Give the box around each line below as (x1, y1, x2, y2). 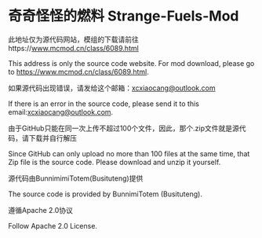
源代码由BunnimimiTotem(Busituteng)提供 (8, 174, 144, 183)
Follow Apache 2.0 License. (8, 221, 98, 230)
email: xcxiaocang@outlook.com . (8, 107, 114, 116)
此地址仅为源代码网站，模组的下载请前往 (8, 35, 139, 44)
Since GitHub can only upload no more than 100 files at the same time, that (8, 148, 250, 158)
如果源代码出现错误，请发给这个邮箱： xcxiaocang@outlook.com (8, 83, 216, 93)
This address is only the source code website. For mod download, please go (8, 58, 255, 68)
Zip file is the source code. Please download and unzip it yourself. (8, 157, 221, 167)
